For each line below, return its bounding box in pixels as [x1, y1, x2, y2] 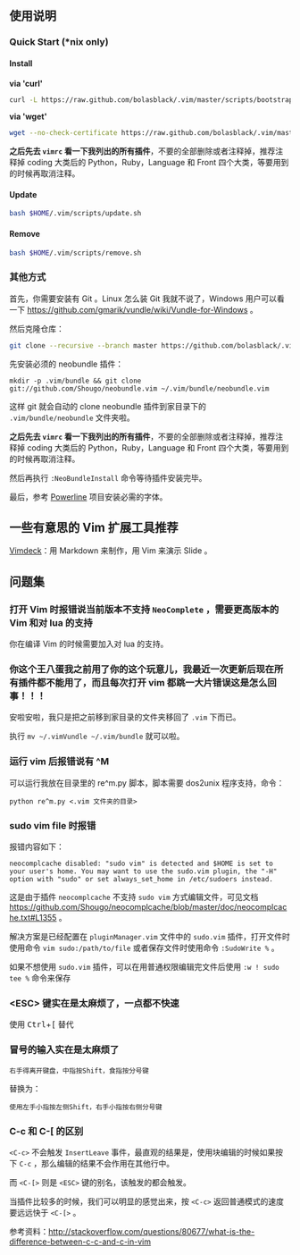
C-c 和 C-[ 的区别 [9, 1124, 84, 1137]
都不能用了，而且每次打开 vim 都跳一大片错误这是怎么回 [37, 677, 277, 689]
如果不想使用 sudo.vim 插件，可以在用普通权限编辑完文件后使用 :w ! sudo [9, 961, 279, 972]
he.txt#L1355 [9, 912, 57, 922]
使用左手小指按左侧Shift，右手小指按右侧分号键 [9, 1102, 162, 1111]
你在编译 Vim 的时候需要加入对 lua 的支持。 [9, 638, 169, 650]
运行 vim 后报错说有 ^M [9, 755, 110, 768]
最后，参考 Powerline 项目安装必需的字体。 [9, 491, 168, 502]
